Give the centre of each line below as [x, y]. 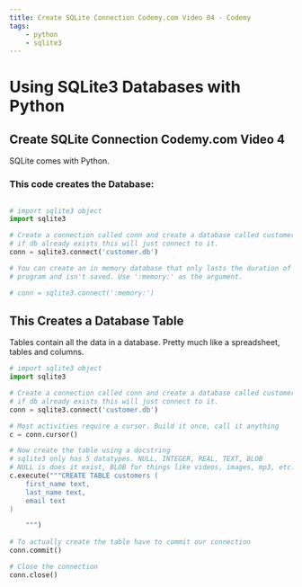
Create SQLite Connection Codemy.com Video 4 [147, 139]
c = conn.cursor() [44, 434]
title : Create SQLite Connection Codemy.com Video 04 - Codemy [130, 18]
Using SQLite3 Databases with [125, 87]
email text [46, 501]
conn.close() [34, 575]
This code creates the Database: [82, 184]
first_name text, [58, 484]
